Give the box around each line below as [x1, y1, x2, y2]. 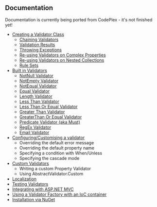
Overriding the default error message [19, 139, 94, 145]
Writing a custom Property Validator [19, 165, 91, 172]
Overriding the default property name [19, 145, 95, 151]
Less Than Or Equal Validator [19, 103, 78, 109]
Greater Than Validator [19, 109, 65, 115]
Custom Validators [12, 160, 50, 166]
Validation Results [19, 41, 55, 48]
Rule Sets [19, 62, 39, 68]
